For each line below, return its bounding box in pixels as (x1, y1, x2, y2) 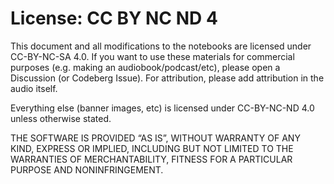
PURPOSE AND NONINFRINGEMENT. (10, 163, 164, 176)
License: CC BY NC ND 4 (10, 7, 218, 30)
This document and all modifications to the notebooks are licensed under (10, 40, 312, 52)
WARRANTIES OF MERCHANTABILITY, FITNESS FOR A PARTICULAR (10, 153, 293, 165)
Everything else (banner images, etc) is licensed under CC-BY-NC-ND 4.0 (10, 102, 315, 114)
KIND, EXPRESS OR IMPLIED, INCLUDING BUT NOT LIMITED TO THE (10, 142, 294, 154)
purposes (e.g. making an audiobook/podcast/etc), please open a (10, 61, 281, 73)
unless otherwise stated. (10, 112, 112, 124)
